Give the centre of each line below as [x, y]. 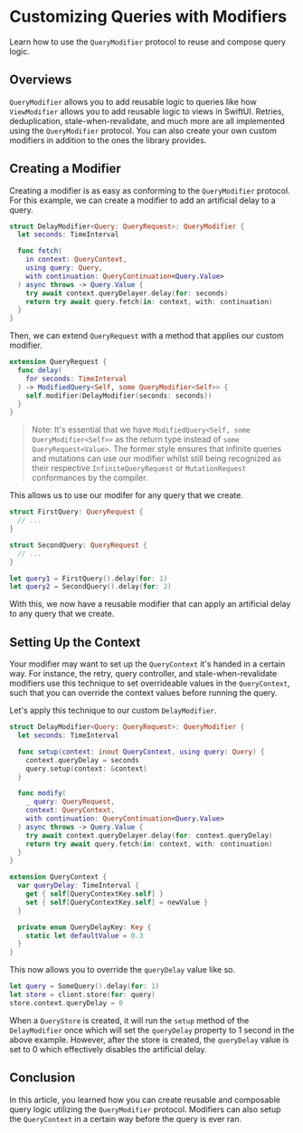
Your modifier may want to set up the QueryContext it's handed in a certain [147, 664]
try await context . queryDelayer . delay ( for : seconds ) [127, 293]
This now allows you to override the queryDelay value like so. [123, 970]
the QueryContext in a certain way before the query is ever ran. [126, 1119]
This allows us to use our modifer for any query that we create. [127, 495]
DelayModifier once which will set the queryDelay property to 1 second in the [152, 1030]
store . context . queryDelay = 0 [66, 1003]
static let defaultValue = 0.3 [85, 936]
